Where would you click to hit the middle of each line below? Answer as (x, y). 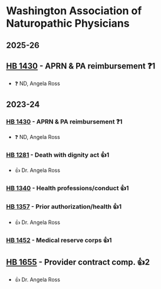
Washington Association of (74, 11)
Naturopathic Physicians (68, 23)
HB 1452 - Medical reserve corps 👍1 (59, 240)
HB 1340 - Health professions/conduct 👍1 (68, 189)
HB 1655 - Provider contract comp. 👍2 (78, 262)
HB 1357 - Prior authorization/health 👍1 (64, 207)
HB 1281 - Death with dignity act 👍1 (58, 155)
